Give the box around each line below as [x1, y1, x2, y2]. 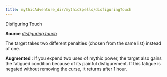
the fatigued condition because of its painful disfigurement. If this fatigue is [5, 60, 161, 66]
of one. [5, 45, 20, 51]
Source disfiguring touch [5, 30, 57, 36]
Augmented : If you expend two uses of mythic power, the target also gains [5, 55, 162, 61]
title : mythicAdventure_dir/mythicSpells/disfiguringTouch [5, 7, 132, 12]
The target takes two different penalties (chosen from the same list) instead [5, 40, 162, 46]
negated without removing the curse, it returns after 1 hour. [5, 66, 127, 72]
